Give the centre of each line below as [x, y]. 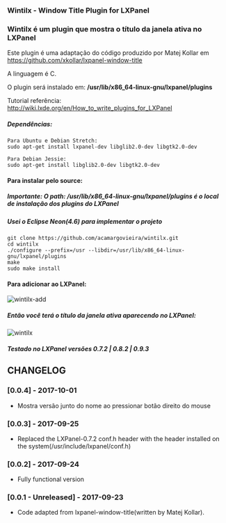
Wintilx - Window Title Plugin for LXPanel [78, 10]
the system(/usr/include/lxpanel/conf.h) [74, 446]
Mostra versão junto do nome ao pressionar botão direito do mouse [114, 405]
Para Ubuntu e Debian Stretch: [53, 141]
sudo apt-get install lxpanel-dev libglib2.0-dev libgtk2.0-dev [102, 147]
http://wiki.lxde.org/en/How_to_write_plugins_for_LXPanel [90, 108]
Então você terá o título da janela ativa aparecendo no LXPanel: [102, 315]
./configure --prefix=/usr [46, 250]
